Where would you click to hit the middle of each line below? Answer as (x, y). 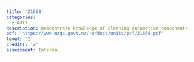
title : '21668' (25, 12)
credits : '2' (22, 45)
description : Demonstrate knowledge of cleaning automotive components (97, 28)
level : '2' (20, 39)
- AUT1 (20, 22)
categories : (21, 17)
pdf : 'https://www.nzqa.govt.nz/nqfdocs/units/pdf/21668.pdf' (85, 34)
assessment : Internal (33, 50)
